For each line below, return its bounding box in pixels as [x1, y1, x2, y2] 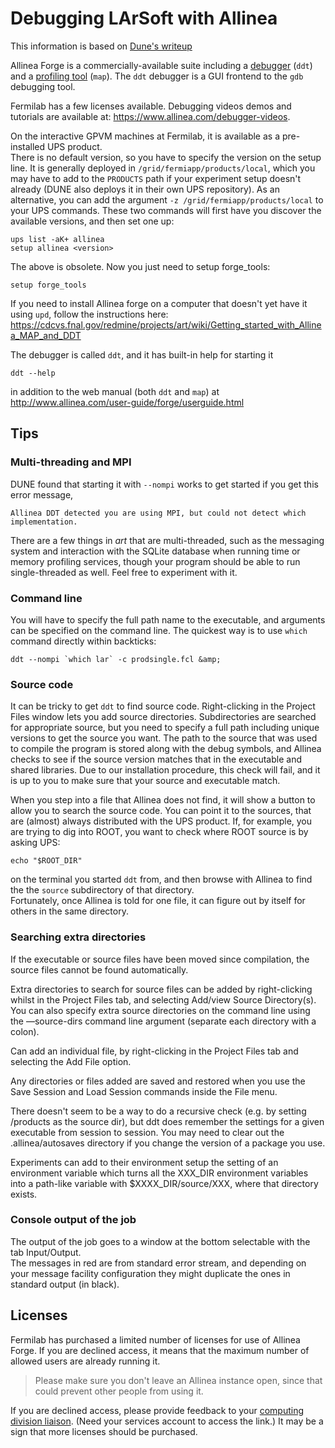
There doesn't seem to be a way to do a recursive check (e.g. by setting [10, 1105, 307, 1117]
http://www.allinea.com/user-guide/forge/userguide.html [10, 396, 245, 408]
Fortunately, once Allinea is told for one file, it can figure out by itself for [10, 895, 306, 907]
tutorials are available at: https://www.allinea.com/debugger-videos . [10, 110, 291, 122]
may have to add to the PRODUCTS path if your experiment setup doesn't [10, 172, 302, 184]
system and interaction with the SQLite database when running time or [10, 545, 301, 557]
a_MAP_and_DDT [10, 329, 82, 341]
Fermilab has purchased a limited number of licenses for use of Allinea [10, 1333, 301, 1346]
